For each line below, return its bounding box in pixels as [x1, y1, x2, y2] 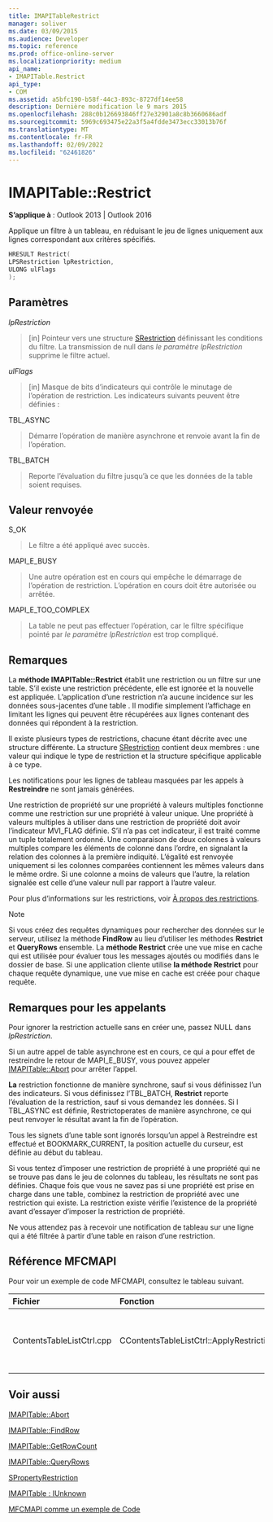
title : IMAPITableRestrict [8, 11, 100, 20]
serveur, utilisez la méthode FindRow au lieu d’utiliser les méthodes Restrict [8, 934, 263, 944]
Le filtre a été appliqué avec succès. [28, 541, 150, 550]
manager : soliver [8, 20, 67, 28]
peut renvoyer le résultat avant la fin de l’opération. [8, 1115, 179, 1125]
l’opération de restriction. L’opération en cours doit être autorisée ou [28, 581, 257, 590]
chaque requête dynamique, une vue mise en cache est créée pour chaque [8, 968, 261, 978]
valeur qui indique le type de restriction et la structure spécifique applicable [8, 751, 262, 761]
